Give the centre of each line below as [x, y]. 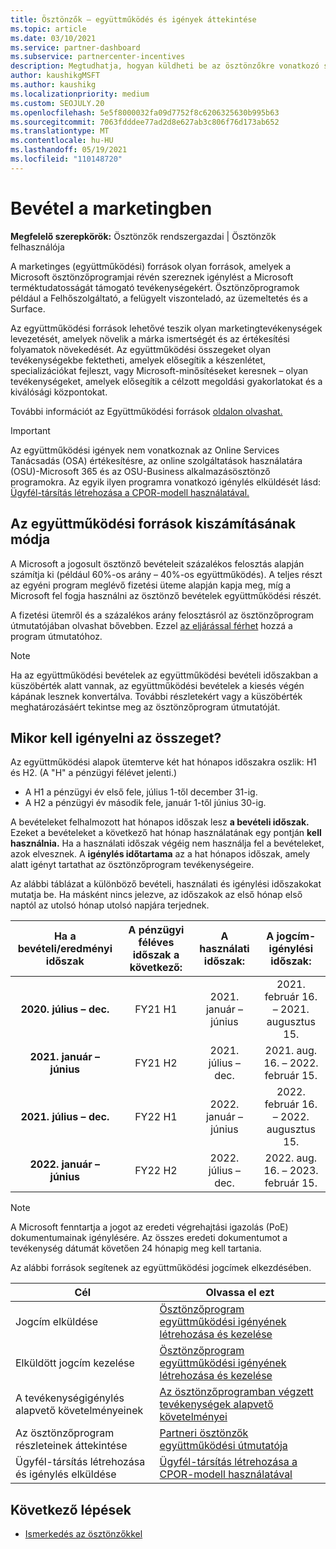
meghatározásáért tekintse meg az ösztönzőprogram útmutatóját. [145, 707]
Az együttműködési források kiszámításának [153, 524]
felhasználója [37, 247]
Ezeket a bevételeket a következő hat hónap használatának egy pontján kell [166, 833]
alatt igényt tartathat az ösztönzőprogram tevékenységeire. [132, 865]
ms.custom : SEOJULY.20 [57, 103]
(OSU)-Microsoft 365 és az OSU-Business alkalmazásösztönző [140, 471]
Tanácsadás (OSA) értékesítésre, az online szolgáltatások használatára [156, 460]
